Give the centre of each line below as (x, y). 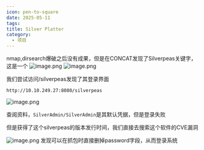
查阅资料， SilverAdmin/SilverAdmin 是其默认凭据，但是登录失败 (86, 114)
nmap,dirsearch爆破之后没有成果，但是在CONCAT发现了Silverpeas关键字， (101, 58)
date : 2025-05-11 (28, 18)
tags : (13, 23)
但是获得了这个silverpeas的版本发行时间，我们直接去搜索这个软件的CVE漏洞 (102, 127)
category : (19, 35)
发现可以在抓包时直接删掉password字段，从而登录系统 (109, 140)
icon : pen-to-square (33, 12)
